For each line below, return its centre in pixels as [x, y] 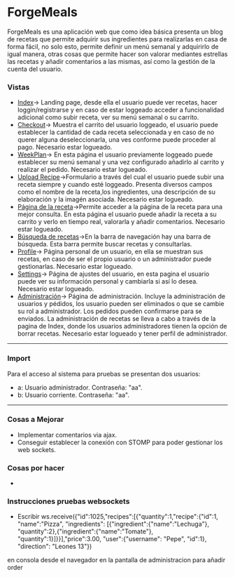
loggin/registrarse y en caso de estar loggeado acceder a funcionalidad [121, 110]
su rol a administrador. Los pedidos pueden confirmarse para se [110, 311]
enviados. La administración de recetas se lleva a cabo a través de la [116, 319]
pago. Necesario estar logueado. [65, 147]
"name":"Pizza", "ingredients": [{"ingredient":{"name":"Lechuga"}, [113, 524]
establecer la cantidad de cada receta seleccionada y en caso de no [116, 132]
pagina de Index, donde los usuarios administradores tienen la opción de [122, 326]
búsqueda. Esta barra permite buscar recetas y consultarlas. [105, 244]
